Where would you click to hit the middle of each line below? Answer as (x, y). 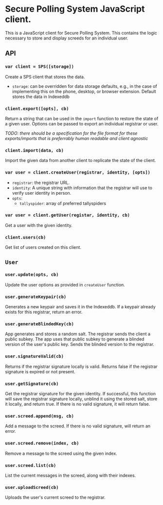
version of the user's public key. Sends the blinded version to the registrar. (80, 344)
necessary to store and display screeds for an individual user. (67, 38)
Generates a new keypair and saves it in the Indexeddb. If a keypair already (80, 307)
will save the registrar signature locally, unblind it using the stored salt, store (81, 399)
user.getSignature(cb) (32, 384)
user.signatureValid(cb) (35, 356)
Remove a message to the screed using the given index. (61, 453)
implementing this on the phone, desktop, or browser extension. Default (84, 91)
